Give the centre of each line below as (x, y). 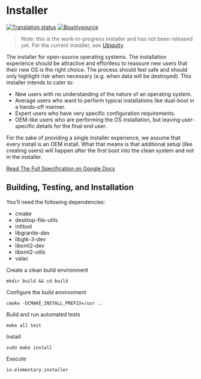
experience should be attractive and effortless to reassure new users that (97, 63)
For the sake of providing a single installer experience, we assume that (94, 137)
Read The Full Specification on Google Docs (61, 168)
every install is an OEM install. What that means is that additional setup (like (100, 144)
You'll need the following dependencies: (56, 202)
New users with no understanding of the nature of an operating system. (103, 94)
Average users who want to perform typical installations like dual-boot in (105, 100)
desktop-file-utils (36, 220)
